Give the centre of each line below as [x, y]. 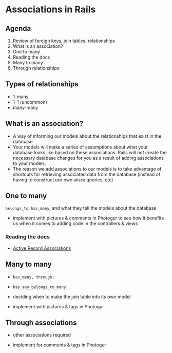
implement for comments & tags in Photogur [59, 345]
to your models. [29, 163]
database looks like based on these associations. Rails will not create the [90, 152]
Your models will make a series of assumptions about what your [80, 147]
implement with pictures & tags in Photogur [58, 306]
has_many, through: [34, 277]
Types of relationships [42, 84]
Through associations [41, 322]
